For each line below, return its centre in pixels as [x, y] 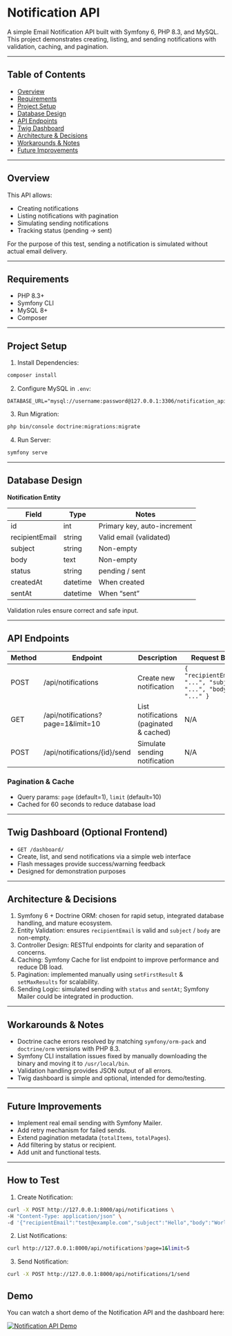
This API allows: [30, 195]
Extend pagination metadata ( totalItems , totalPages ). [94, 1137]
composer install [32, 375]
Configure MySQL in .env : [54, 389]
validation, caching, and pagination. [58, 46]
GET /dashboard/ [40, 850]
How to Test [33, 1180]
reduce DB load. [40, 967]
